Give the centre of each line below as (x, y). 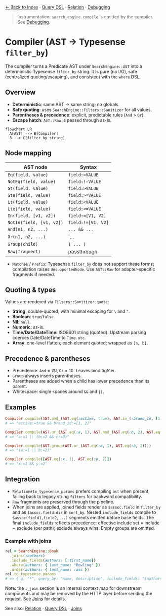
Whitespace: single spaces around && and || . (58, 392)
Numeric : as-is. (28, 327)
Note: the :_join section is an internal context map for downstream (73, 588)
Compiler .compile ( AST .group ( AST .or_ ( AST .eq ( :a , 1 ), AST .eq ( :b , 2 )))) (78, 446)
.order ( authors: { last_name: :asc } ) (50, 569)
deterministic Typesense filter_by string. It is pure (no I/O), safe (71, 71)
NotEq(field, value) (32, 181)
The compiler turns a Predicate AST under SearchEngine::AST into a (74, 66)
